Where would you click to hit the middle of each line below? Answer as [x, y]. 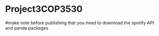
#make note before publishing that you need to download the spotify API [80, 23]
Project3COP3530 [44, 9]
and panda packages [27, 28]
